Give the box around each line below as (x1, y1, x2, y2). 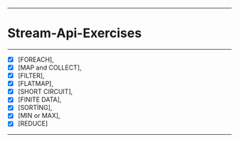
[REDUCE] (17, 119, 48, 128)
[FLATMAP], (17, 80, 53, 88)
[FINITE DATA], (17, 95, 62, 104)
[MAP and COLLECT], (17, 63, 82, 72)
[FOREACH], (17, 55, 55, 64)
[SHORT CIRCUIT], (17, 87, 73, 96)
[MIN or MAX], (17, 111, 60, 120)
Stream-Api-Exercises (7, 26, 142, 41)
